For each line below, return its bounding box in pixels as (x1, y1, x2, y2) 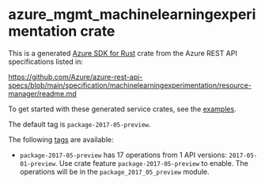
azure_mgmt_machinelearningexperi (8, 6, 256, 24)
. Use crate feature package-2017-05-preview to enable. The (55, 158, 249, 167)
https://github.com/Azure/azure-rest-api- (8, 72, 143, 81)
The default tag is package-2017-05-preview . (8, 119, 151, 129)
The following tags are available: (8, 134, 114, 144)
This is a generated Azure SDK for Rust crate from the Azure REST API (8, 48, 237, 58)
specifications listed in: (8, 57, 84, 66)
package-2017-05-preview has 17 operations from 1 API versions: (19, 150, 228, 160)
